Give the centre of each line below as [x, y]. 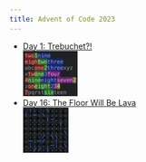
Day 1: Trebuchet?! [57, 46]
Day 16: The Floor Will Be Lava [79, 102]
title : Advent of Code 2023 [63, 19]
